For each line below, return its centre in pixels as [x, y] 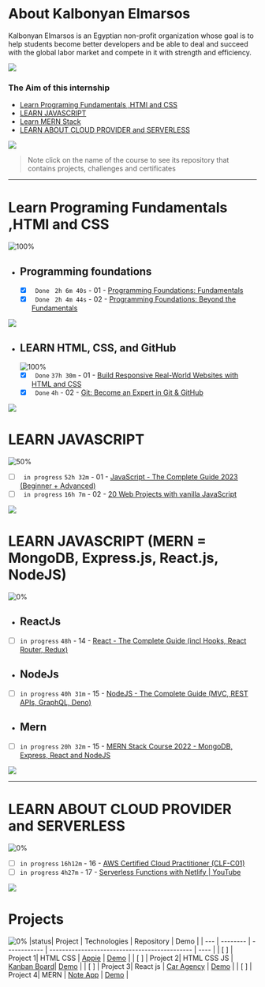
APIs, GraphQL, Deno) [56, 702]
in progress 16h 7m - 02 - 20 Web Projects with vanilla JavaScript [130, 494]
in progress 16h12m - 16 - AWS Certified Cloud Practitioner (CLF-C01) [132, 863]
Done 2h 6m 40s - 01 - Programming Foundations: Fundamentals [139, 290]
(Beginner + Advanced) [58, 486]
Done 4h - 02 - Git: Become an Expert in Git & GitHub [119, 392]
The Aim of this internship [59, 88]
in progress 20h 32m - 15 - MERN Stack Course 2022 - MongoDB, [126, 746]
